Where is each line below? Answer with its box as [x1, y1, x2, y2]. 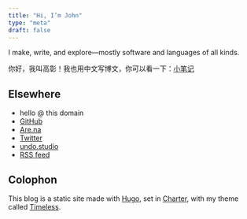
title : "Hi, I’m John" [8, 11, 83, 20]
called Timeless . [8, 202, 61, 211]
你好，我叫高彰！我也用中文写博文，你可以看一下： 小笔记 [8, 64, 194, 73]
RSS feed [19, 150, 50, 160]
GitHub [19, 117, 43, 126]
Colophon [8, 173, 57, 186]
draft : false [8, 26, 51, 34]
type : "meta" [8, 19, 51, 27]
